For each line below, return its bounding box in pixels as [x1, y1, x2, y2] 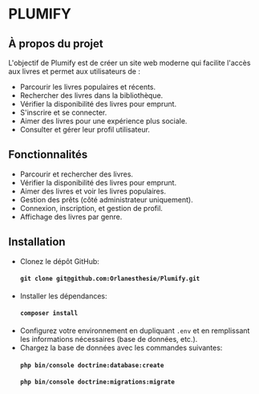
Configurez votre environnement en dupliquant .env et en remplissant [19, 326, 250, 335]
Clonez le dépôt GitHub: [19, 256, 100, 266]
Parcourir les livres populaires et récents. [19, 82, 156, 91]
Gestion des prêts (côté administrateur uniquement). [19, 194, 194, 205]
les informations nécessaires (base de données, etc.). [19, 335, 198, 344]
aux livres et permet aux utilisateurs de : [8, 67, 140, 76]
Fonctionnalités [8, 148, 88, 161]
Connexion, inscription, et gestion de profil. [19, 203, 163, 213]
